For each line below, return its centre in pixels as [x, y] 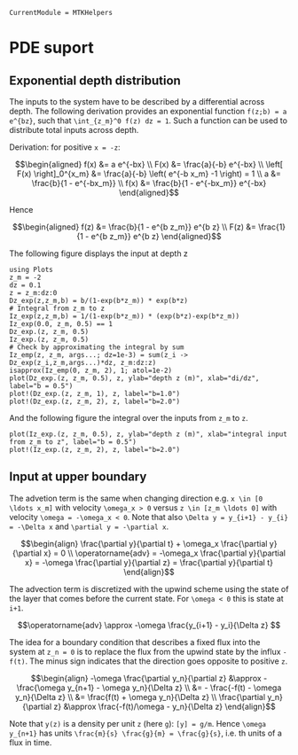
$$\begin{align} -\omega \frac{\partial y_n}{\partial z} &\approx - [149, 678]
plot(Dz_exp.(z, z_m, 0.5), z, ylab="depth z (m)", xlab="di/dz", [134, 378]
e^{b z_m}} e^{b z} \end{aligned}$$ [156, 236]
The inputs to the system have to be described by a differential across [137, 101]
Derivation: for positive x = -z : [65, 147]
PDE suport [52, 48]
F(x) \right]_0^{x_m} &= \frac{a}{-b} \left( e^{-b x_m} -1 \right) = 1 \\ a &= [149, 174]
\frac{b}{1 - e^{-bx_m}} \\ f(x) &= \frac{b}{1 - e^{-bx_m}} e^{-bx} [149, 183]
